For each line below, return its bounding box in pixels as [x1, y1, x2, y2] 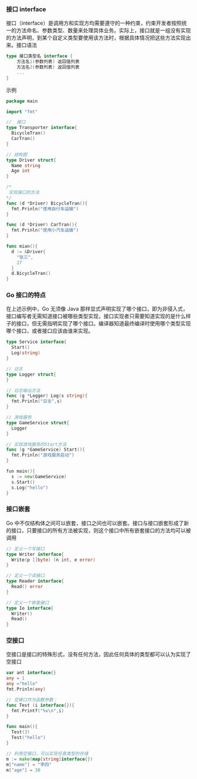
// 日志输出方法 [6, 387, 40, 393]
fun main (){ [6, 468, 35, 474]
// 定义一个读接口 [6, 573, 45, 579]
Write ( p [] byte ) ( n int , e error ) [11, 557, 96, 563]
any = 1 [6, 675, 25, 681]
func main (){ [6, 724, 38, 730]
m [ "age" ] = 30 [6, 767, 41, 773]
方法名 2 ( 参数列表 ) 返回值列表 [16, 64, 80, 70]
